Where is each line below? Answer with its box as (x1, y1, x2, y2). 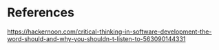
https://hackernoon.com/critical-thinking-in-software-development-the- (7, 27, 212, 36)
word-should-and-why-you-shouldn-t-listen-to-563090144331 (7, 34, 186, 42)
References (7, 5, 74, 21)
